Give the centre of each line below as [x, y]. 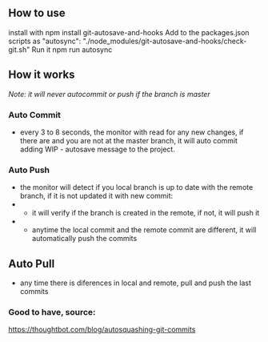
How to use [37, 13]
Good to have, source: [52, 312]
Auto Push [29, 170]
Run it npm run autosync [72, 49]
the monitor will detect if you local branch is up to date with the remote [136, 187]
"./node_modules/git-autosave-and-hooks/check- [165, 41]
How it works [42, 75]
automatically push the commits [84, 239]
